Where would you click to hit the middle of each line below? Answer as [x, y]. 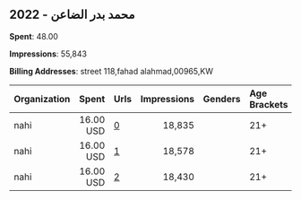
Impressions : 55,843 [48, 54]
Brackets [269, 104]
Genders [222, 99]
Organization [42, 99]
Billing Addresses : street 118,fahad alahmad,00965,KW [111, 71]
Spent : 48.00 [34, 36]
